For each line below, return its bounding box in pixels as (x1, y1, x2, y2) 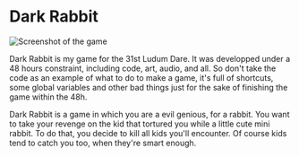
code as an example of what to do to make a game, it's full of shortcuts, (9, 72, 274, 83)
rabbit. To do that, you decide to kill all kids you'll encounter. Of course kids (9, 127, 287, 138)
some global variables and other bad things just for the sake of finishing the (9, 82, 288, 92)
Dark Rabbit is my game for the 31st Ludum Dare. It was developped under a (9, 53, 291, 64)
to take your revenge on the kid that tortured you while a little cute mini (9, 118, 270, 129)
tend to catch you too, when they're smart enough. (9, 137, 197, 148)
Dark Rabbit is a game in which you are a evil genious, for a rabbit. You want (9, 109, 290, 119)
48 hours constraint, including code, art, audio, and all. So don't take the (9, 63, 277, 74)
